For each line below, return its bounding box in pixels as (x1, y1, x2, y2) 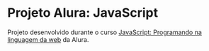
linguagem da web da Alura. (7, 35, 89, 43)
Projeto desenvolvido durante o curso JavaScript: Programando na (7, 28, 202, 36)
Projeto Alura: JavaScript (7, 5, 159, 21)
